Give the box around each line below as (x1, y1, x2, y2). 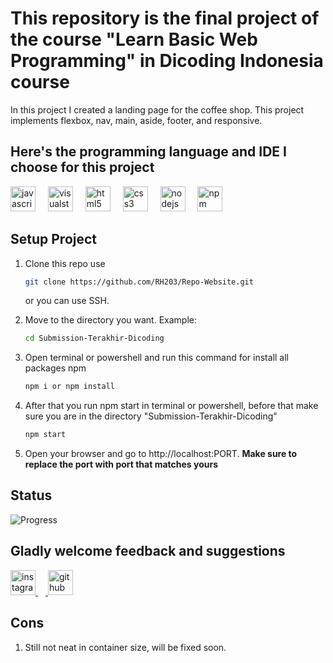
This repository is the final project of (10, 7, 320, 30)
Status (10, 487, 53, 504)
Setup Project (10, 231, 98, 248)
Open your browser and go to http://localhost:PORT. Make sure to (24, 448, 298, 460)
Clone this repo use (24, 257, 106, 269)
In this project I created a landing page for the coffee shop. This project (10, 103, 305, 116)
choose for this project (10, 159, 155, 176)
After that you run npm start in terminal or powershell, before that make (24, 400, 319, 412)
